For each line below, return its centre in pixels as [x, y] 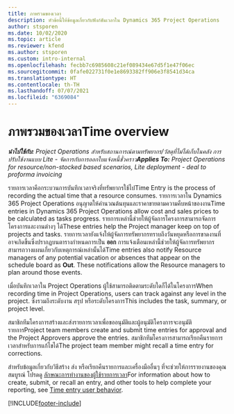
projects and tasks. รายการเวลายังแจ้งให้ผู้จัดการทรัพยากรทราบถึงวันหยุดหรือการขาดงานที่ [115, 234]
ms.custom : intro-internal [47, 59]
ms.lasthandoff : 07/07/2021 [49, 91]
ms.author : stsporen [38, 53]
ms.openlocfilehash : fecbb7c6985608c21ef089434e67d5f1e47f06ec [101, 65]
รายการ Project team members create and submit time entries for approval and [117, 329]
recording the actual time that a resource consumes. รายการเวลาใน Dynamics [115, 196]
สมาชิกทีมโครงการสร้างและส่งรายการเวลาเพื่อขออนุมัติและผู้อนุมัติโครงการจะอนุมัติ [100, 322]
